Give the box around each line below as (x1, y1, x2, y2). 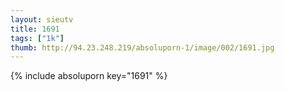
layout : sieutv (10, 14, 74, 25)
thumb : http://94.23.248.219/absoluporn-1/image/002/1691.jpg (10, 42, 275, 53)
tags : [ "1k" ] (10, 33, 65, 43)
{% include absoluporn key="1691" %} (10, 70, 168, 82)
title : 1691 (10, 24, 60, 34)
